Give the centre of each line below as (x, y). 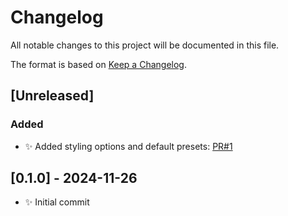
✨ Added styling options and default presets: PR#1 (128, 146)
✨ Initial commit (57, 202)
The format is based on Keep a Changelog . (98, 64)
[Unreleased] (52, 96)
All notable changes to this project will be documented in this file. (145, 45)
